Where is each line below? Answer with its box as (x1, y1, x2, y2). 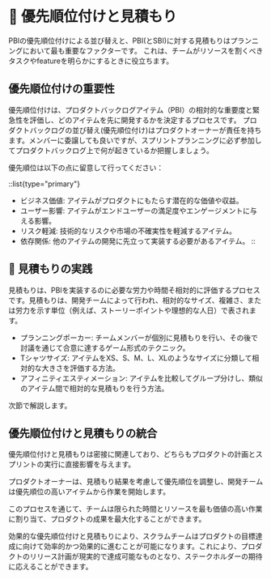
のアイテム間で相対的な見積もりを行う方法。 (19, 383, 169, 393)
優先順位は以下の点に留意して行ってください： (8, 163, 164, 172)
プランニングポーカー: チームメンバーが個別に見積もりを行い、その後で (19, 333, 259, 343)
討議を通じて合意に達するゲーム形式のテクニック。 (19, 343, 190, 352)
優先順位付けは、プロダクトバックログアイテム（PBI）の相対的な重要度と (8, 104, 253, 114)
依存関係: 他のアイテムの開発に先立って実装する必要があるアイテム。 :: (19, 236, 256, 245)
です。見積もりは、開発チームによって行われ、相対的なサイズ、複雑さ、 (8, 295, 248, 304)
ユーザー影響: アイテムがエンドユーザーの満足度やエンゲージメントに (19, 206, 251, 215)
